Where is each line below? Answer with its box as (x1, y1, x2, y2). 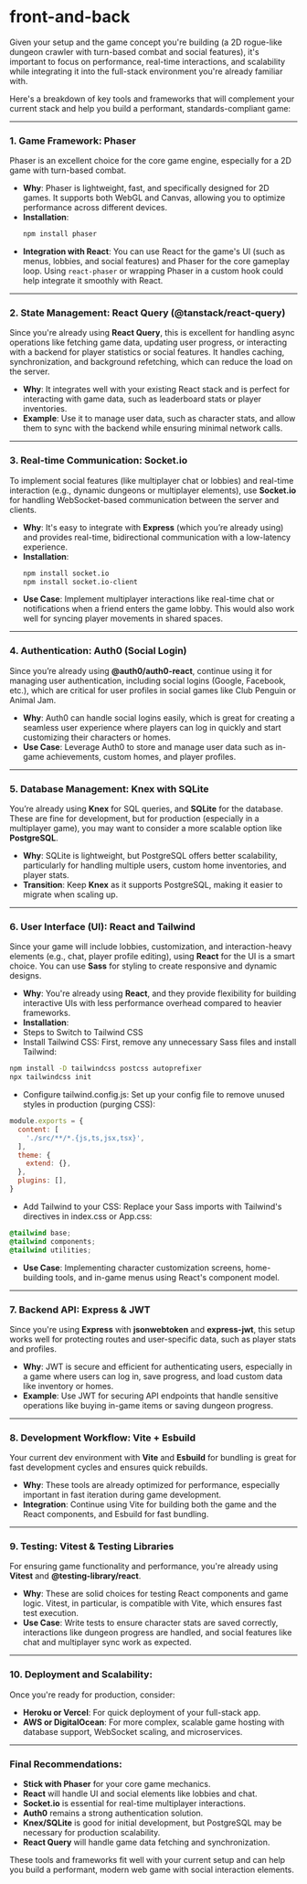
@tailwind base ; (9, 1228, 71, 1237)
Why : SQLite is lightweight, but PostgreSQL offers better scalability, (22, 851, 279, 862)
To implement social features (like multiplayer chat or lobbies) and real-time (9, 475, 294, 486)
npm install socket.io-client (22, 577, 139, 586)
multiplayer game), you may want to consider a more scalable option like (9, 823, 282, 834)
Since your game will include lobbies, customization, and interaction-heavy (9, 941, 292, 952)
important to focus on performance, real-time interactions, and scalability (9, 56, 286, 67)
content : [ (17, 1125, 59, 1134)
